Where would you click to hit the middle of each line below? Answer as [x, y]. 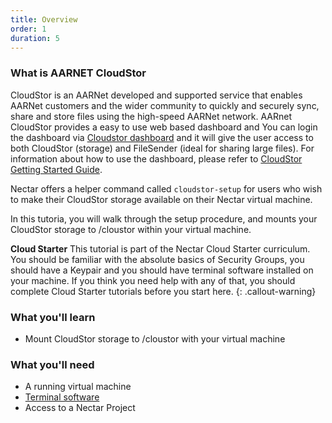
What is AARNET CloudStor [78, 73]
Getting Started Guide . [56, 169]
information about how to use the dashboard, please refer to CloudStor [156, 158]
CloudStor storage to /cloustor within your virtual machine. [131, 229]
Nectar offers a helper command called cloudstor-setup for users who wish [166, 188]
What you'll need [52, 364]
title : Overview [44, 19]
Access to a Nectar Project [80, 408]
